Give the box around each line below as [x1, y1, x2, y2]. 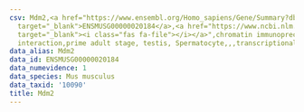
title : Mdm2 [9, 89, 54, 98]
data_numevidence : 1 [9, 64, 88, 73]
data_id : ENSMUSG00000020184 [9, 55, 119, 64]
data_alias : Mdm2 [9, 47, 75, 56]
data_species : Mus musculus [9, 72, 116, 81]
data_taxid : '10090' [9, 80, 88, 89]
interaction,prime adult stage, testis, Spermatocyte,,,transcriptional [17, 38, 298, 48]
